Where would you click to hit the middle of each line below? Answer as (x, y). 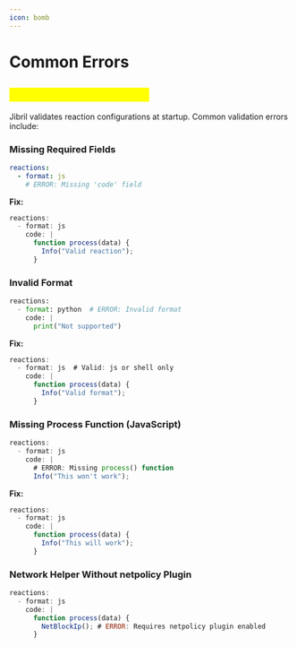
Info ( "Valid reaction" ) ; (88, 252)
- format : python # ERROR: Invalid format (99, 309)
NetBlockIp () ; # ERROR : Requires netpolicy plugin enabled (154, 626)
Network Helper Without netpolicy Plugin (101, 574)
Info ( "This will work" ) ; (88, 543)
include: (24, 125)
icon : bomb (30, 17)
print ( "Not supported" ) (77, 326)
